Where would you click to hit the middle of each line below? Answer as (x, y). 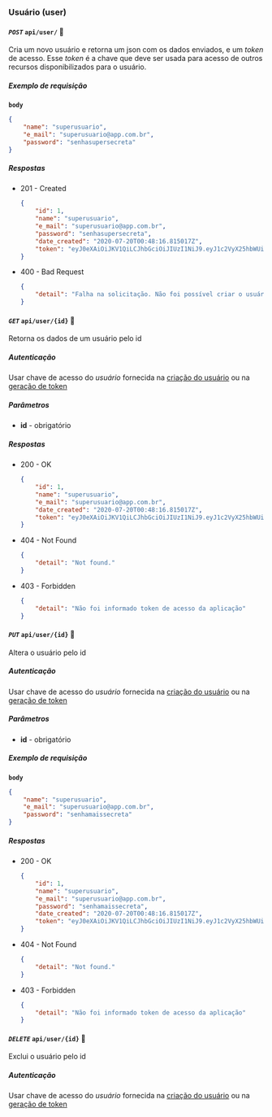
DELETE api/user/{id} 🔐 (47, 1038)
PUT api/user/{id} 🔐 (42, 635)
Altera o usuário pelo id (47, 652)
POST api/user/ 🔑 (36, 32)
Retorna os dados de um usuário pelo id (75, 338)
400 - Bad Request (52, 272)
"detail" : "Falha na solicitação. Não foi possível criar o (139, 295)
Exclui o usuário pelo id (47, 1057)
